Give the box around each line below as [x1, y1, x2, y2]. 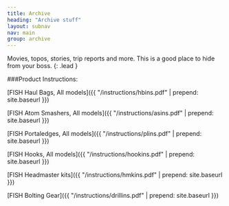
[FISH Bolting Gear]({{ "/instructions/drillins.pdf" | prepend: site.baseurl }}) [7, 192, 219, 200]
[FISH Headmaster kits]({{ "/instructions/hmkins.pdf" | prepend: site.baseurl [7, 171, 223, 179]
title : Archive [7, 10, 51, 17]
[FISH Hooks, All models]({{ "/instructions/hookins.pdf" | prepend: [7, 150, 195, 159]
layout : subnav [7, 23, 51, 30]
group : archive [7, 36, 51, 43]
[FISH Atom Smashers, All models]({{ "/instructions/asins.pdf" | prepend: [7, 109, 214, 117]
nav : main [7, 29, 36, 36]
